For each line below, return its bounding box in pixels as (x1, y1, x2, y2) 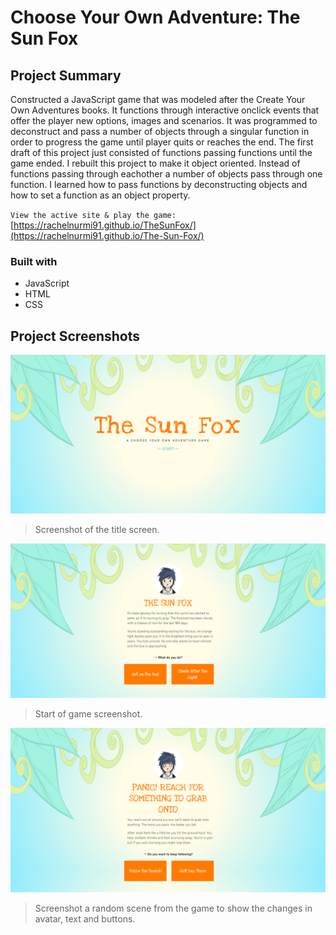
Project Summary (10, 67, 122, 84)
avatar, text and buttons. (34, 912, 136, 925)
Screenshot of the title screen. (34, 524, 160, 536)
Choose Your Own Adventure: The (10, 6, 301, 29)
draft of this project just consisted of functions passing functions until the (10, 147, 313, 158)
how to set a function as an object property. (10, 189, 191, 201)
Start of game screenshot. (34, 708, 143, 720)
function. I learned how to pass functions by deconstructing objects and (10, 179, 308, 190)
